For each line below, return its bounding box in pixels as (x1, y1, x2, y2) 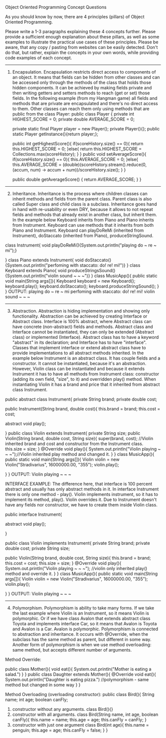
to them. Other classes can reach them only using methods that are (12, 106, 150, 112)
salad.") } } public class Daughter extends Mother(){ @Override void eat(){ (5, 671, 157, 677)
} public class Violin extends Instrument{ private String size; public (5, 430, 141, 436)
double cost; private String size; (5, 545, 70, 551)
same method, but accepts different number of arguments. (12, 647, 132, 653)
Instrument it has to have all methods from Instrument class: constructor (12, 371, 160, 377)
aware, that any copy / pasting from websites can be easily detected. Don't (5, 44, 158, 50)
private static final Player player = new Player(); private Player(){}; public (12, 126, 160, 131)
